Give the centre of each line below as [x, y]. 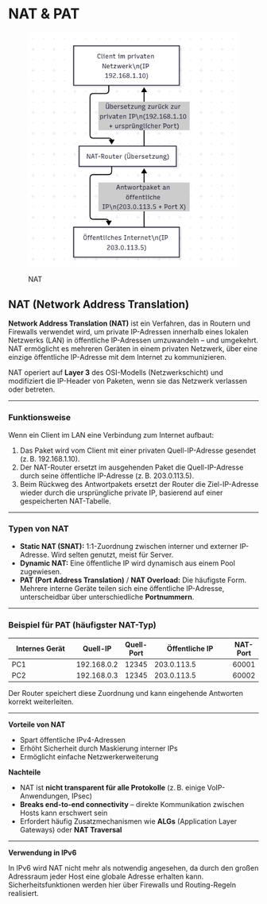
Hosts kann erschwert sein [64, 813]
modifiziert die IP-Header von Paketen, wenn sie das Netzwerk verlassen [128, 381]
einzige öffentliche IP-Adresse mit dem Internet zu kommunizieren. [118, 357]
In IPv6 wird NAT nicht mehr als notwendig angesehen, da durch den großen [133, 867]
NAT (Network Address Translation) [99, 304]
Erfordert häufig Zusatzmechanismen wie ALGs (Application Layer [128, 821]
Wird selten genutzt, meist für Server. [112, 554]
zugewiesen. [41, 571]
